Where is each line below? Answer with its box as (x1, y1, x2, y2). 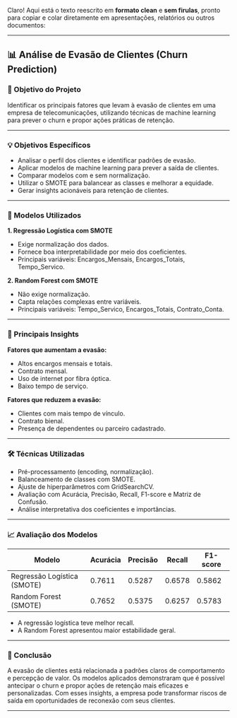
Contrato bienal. (17, 416, 65, 425)
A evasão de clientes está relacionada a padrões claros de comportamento (7, 666, 225, 675)
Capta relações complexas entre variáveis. (17, 298, 142, 306)
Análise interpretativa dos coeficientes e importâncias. (17, 505, 176, 513)
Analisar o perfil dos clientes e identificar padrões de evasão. (17, 155, 196, 165)
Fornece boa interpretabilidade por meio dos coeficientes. (17, 247, 187, 257)
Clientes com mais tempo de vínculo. (17, 409, 126, 418)
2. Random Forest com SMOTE (7, 276, 99, 285)
